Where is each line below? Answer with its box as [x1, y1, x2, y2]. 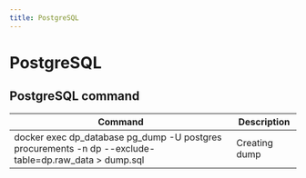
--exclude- [103, 142, 156, 154]
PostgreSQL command [9, 88, 140, 104]
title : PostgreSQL [9, 13, 79, 23]
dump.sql [104, 153, 145, 166]
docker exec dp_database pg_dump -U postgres [14, 131, 222, 143]
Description [238, 115, 291, 128]
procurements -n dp [14, 142, 102, 154]
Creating [236, 136, 273, 149]
